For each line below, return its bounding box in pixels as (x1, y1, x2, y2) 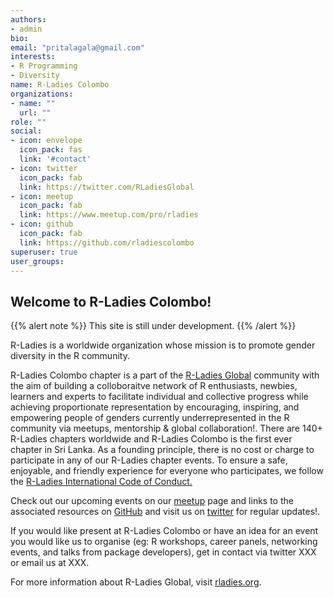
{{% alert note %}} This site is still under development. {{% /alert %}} (10, 320, 297, 332)
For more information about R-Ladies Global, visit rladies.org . (10, 576, 262, 588)
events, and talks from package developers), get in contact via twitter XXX (10, 546, 317, 558)
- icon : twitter (10, 163, 78, 173)
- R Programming (10, 61, 78, 71)
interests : (10, 52, 56, 62)
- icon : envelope (10, 136, 83, 146)
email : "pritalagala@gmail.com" (10, 42, 145, 53)
